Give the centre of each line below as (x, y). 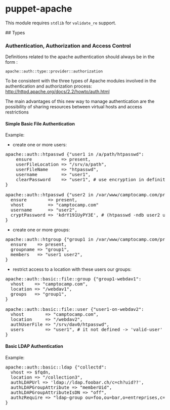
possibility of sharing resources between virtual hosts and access (74, 107)
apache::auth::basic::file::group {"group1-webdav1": (73, 279)
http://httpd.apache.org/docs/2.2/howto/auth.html (57, 92)
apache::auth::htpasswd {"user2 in (49, 195)
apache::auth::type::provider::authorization (54, 71)
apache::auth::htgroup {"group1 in (49, 239)
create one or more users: (40, 145)
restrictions (17, 112)
